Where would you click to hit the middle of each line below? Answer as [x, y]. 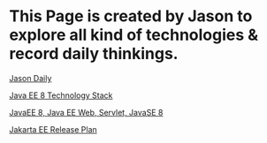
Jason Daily [31, 78]
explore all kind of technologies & [134, 35]
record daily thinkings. [94, 54]
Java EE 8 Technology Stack [61, 95]
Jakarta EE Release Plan [53, 129]
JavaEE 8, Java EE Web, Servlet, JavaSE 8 [86, 112]
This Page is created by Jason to [131, 16]
